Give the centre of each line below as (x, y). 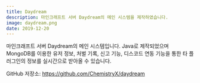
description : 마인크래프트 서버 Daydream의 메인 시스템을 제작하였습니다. (87, 17)
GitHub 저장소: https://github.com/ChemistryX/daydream (76, 74)
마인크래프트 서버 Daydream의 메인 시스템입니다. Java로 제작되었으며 (87, 46)
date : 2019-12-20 (28, 28)
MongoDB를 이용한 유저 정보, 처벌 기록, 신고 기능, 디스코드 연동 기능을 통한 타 (97, 54)
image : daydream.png (32, 23)
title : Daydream (26, 12)
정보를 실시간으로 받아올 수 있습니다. (69, 61)
